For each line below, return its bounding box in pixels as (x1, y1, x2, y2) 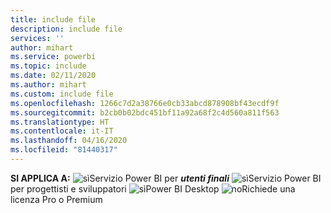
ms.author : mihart (10, 80, 87, 90)
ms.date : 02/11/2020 (10, 71, 97, 81)
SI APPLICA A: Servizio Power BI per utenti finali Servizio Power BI (10, 172, 322, 184)
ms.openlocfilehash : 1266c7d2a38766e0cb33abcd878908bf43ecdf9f (10, 98, 280, 108)
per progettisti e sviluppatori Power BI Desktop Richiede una (10, 182, 296, 195)
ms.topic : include (10, 61, 87, 71)
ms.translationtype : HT (10, 117, 110, 127)
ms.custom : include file (10, 89, 114, 99)
